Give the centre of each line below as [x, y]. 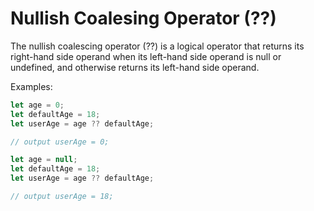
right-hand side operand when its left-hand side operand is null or [146, 56]
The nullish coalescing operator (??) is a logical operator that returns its [157, 46]
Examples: [31, 86]
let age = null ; [44, 160]
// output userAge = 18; [62, 197]
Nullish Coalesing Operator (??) [143, 18]
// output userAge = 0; [60, 142]
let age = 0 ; [37, 105]
